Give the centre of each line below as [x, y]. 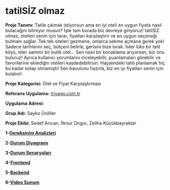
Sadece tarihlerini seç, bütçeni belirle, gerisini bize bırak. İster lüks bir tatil [83, 46]
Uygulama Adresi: [25, 103]
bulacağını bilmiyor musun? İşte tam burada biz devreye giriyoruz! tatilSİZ [82, 30]
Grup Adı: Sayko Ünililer [31, 113]
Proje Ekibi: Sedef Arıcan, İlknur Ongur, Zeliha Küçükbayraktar [71, 123]
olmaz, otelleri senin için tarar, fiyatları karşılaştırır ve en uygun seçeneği [81, 36]
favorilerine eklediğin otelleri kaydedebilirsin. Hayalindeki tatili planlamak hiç [85, 63]
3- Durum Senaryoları [28, 152]
